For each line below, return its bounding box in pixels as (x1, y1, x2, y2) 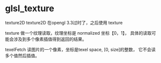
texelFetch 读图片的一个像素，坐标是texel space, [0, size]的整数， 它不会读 (5, 46, 156, 52)
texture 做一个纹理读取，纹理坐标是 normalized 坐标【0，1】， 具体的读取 (5, 30, 152, 36)
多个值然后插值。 (5, 52, 40, 59)
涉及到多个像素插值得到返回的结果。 (13, 36, 87, 42)
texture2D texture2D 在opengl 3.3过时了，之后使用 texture (5, 20, 123, 25)
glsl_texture (5, 3, 55, 14)
